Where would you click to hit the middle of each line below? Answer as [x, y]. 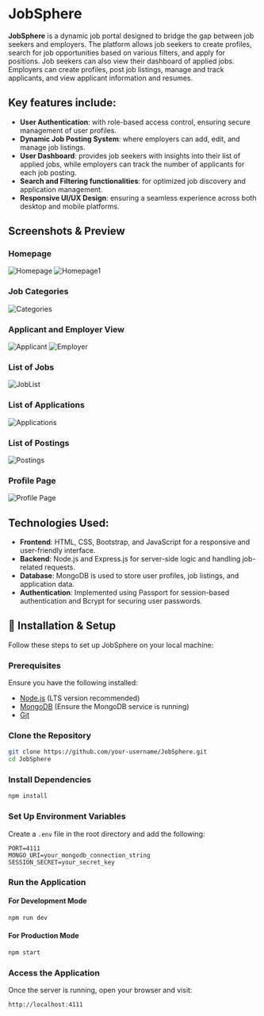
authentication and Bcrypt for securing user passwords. [111, 601]
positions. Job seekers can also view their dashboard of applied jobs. [122, 61]
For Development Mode [48, 901]
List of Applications [46, 405]
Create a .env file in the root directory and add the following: [107, 834]
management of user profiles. [68, 130]
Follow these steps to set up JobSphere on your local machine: [111, 645]
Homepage [30, 254]
